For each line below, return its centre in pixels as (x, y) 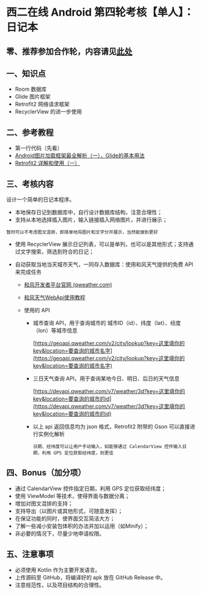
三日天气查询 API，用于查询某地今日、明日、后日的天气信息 (106, 378)
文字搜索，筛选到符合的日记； (57, 252)
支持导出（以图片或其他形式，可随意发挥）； (69, 511)
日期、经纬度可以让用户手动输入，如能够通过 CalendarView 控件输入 (107, 447)
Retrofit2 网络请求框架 (42, 104)
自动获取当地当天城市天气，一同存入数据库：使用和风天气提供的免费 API (104, 264)
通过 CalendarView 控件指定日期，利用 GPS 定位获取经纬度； (90, 488)
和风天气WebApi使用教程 (55, 297)
